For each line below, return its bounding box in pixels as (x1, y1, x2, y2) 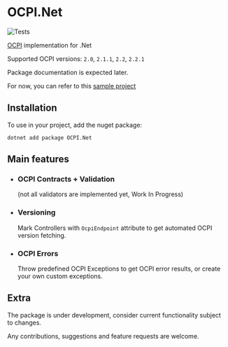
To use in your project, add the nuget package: (7, 121, 142, 129)
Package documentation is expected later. (7, 68, 129, 76)
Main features (7, 154, 70, 165)
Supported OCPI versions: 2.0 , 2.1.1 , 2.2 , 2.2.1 (7, 54, 145, 63)
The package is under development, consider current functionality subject (7, 311, 222, 319)
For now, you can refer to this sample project (7, 81, 136, 90)
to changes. (7, 318, 42, 327)
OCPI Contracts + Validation (17, 175, 115, 184)
